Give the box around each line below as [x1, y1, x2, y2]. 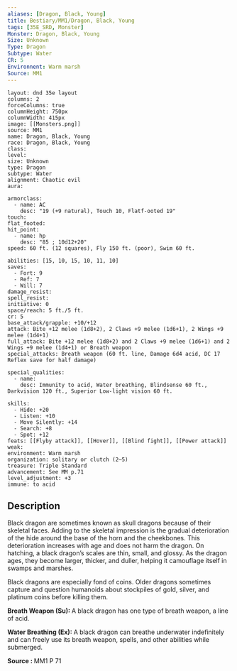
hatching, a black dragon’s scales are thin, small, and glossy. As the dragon [7, 549, 227, 557]
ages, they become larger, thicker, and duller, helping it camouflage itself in [7, 557, 227, 565]
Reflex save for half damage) [7, 356, 97, 364]
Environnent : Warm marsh [7, 63, 81, 70]
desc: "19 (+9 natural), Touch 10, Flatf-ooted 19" [20, 207, 176, 214]
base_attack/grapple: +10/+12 [7, 319, 97, 327]
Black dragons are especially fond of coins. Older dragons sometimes [7, 578, 211, 587]
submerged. [7, 643, 43, 652]
